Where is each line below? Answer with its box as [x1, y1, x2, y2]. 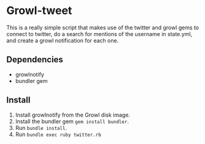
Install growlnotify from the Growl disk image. [15, 111, 131, 118]
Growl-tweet [6, 4, 72, 18]
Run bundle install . [15, 124, 68, 131]
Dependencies [6, 54, 63, 65]
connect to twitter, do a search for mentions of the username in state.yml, [6, 30, 193, 37]
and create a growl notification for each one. [6, 37, 119, 44]
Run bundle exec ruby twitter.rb [15, 131, 101, 138]
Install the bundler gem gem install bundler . [15, 117, 129, 125]
